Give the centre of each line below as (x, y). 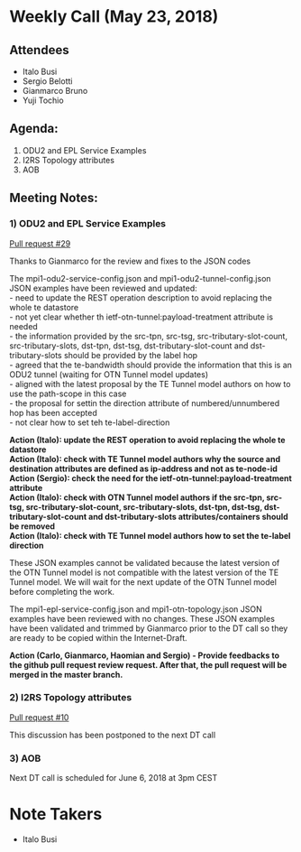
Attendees (39, 50)
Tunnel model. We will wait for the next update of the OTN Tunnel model (143, 582)
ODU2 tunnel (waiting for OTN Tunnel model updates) (109, 374)
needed (23, 326)
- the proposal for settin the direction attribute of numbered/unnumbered (145, 403)
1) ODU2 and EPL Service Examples (88, 224)
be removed (32, 526)
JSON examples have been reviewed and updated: (104, 288)
